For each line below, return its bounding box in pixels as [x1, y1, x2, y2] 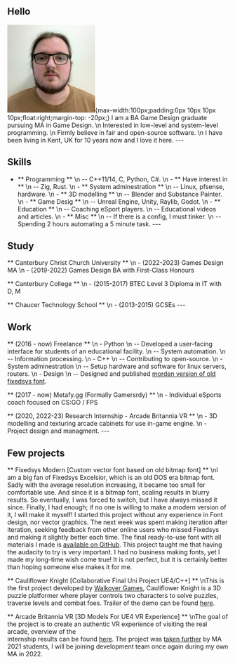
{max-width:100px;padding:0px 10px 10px [95, 105, 216, 115]
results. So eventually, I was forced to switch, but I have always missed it [7, 495, 217, 504]
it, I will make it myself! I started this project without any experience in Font [7, 511, 223, 519]
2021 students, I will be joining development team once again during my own [7, 642, 229, 651]
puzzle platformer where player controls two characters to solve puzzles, [7, 592, 219, 600]
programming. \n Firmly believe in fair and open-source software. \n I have [7, 128, 223, 136]
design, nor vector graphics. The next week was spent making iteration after [7, 518, 228, 526]
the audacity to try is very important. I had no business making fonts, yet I [7, 548, 220, 556]
